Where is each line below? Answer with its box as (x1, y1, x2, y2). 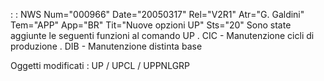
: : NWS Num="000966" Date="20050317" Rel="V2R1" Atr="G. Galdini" (10, 9, 305, 20)
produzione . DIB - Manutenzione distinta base (10, 40, 203, 52)
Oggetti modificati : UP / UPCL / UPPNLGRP (10, 60, 191, 71)
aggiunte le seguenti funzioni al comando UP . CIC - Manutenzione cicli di (10, 30, 315, 41)
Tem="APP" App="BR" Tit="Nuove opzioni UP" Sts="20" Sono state (10, 19, 292, 31)
